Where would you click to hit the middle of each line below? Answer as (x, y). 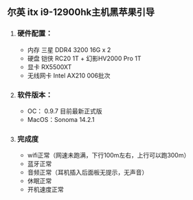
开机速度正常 (45, 190)
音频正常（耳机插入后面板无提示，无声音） (88, 173)
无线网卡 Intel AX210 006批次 (69, 75)
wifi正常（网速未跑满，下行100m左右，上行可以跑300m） (109, 155)
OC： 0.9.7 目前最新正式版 (65, 111)
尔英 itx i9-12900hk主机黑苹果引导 (81, 12)
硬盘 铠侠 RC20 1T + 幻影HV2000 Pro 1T (84, 58)
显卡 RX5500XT (49, 66)
